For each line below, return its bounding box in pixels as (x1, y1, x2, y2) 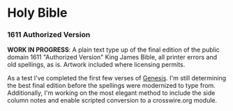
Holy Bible (7, 5, 68, 21)
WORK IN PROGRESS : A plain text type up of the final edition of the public (7, 45, 220, 54)
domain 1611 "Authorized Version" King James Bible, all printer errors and (7, 53, 218, 61)
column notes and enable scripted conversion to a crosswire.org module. (7, 96, 218, 105)
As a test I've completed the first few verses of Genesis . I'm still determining (7, 74, 227, 82)
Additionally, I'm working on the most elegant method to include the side (7, 89, 216, 97)
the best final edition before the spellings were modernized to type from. (7, 82, 216, 90)
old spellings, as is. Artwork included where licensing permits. (7, 61, 186, 69)
